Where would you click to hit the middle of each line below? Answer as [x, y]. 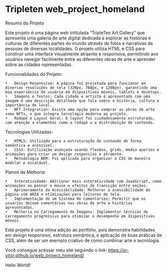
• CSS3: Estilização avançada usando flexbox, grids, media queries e [82, 150]
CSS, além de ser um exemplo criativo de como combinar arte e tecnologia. [83, 240]
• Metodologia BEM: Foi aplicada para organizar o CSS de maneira [78, 158]
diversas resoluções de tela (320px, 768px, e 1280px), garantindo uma [81, 88]
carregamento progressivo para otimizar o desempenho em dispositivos [80, 216]
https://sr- [118, 250]
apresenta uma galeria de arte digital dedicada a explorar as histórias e [78, 38]
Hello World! [18, 265]
